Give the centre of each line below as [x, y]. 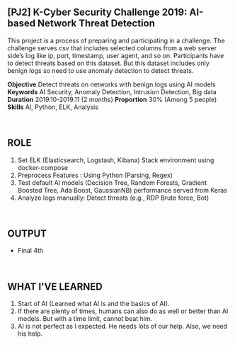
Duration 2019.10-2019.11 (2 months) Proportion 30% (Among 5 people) [112, 99]
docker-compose [43, 167]
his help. [30, 334]
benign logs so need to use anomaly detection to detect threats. [101, 70]
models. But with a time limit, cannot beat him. [85, 319]
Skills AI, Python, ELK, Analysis [53, 107]
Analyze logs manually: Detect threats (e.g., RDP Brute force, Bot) [113, 198]
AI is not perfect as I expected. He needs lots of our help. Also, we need [122, 327]
